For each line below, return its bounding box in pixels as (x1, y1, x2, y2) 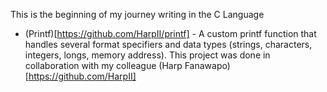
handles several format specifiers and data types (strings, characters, (24, 39, 313, 50)
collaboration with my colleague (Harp (24, 60, 183, 71)
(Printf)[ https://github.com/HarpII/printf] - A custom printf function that (24, 28, 317, 39)
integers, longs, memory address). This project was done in (24, 49, 271, 61)
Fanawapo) (184, 60, 231, 71)
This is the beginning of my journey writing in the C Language (10, 9, 265, 20)
